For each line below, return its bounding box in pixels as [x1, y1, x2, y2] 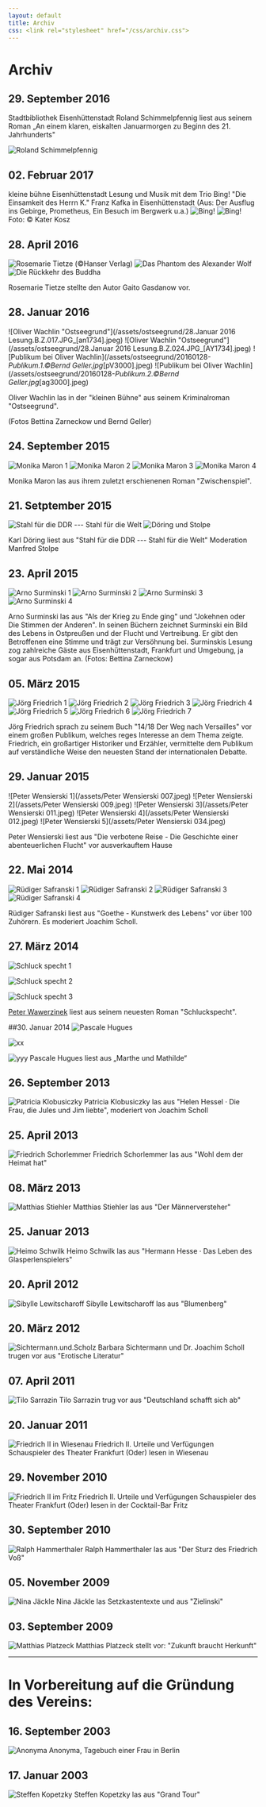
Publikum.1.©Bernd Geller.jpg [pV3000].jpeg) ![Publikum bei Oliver [8, 360, 223, 370]
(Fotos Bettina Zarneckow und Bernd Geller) [8, 416, 152, 426]
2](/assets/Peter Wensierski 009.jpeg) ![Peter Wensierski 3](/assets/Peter [8, 799, 249, 809]
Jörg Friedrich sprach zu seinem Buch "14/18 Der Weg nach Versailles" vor [8, 722, 253, 731]
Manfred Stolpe [8, 544, 59, 553]
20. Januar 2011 [8, 1418, 88, 1431]
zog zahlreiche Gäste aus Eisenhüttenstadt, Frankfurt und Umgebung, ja [8, 645, 244, 655]
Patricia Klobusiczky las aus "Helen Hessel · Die [84, 1097, 240, 1107]
